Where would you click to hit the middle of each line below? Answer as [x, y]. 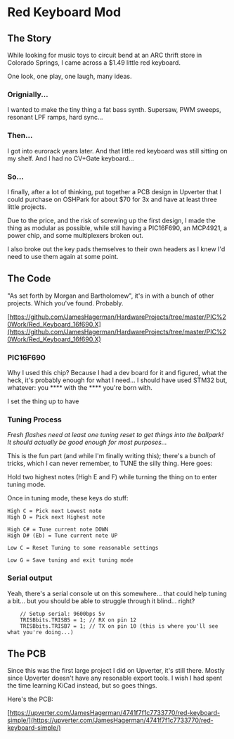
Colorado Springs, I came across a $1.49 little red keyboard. [94, 63]
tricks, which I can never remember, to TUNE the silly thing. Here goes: [110, 463]
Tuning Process [34, 419]
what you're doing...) [40, 632]
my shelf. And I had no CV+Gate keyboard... [71, 158]
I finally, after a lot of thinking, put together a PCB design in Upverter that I [114, 191]
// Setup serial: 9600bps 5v [63, 614]
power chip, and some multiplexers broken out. [76, 235]
